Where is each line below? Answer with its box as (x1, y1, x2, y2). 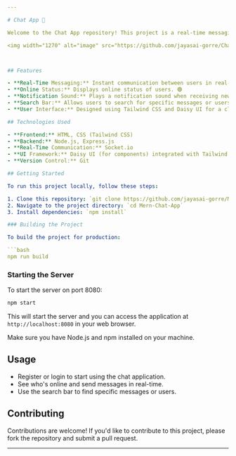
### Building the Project (7, 221, 83, 229)
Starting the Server (7, 270, 74, 279)
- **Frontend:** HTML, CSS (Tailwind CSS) (7, 131, 133, 138)
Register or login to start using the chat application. (17, 372, 166, 381)
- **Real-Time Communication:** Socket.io (7, 144, 133, 151)
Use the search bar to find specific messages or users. (17, 387, 177, 395)
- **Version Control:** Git (7, 158, 90, 165)
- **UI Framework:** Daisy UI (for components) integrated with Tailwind (7, 151, 228, 158)
